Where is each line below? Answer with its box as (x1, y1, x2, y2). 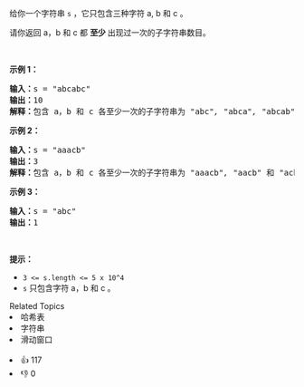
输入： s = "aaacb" (9, 145, 86, 155)
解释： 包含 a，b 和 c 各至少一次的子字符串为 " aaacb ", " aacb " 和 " (9, 168, 285, 178)
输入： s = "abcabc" (9, 84, 91, 93)
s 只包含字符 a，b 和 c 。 (22, 283, 116, 293)
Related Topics (9, 301, 65, 311)
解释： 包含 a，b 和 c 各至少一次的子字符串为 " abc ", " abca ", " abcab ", (9, 107, 300, 116)
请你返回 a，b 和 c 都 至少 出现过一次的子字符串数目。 (9, 27, 211, 38)
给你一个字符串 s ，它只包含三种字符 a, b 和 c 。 (9, 8, 188, 18)
